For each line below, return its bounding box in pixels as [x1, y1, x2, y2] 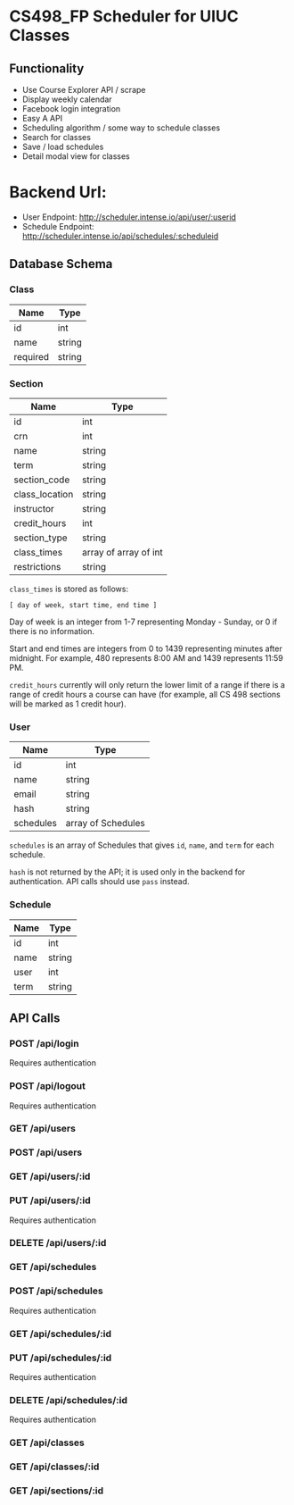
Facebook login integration [21, 104, 121, 113]
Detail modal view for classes [21, 151, 131, 162]
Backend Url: [9, 182, 107, 203]
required [13, 350, 50, 363]
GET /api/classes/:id [9, 1460, 100, 1473]
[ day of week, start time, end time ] [9, 600, 158, 609]
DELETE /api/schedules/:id [9, 1393, 127, 1406]
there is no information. [9, 625, 95, 636]
